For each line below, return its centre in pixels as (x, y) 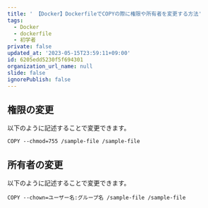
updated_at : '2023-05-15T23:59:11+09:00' (69, 54)
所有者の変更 (35, 165)
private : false (30, 47)
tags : (15, 20)
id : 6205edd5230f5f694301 (45, 60)
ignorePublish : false (39, 79)
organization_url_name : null (50, 66)
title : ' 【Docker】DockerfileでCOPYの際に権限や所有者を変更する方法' (105, 14)
